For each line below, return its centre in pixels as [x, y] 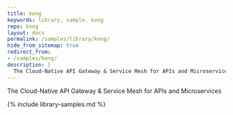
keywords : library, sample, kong [55, 20]
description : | [29, 65]
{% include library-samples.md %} [57, 104]
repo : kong [23, 26]
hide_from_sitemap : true [43, 45]
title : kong [24, 13]
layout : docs [26, 33]
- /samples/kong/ [32, 59]
